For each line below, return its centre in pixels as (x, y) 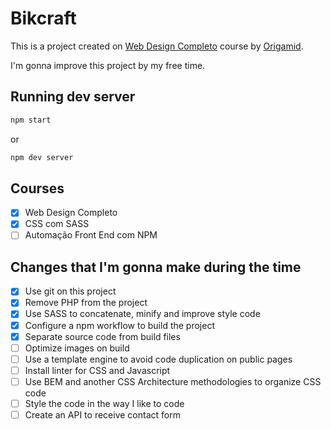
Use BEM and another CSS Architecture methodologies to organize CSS (173, 381)
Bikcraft (43, 18)
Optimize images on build (77, 348)
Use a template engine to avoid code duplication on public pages (158, 359)
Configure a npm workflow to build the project (119, 325)
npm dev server (42, 157)
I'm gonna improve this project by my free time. (108, 65)
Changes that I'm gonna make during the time (156, 267)
